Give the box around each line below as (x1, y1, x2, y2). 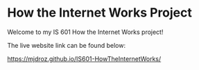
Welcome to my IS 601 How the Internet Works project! (7, 28, 164, 36)
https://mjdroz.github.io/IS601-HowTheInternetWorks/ (7, 54, 162, 63)
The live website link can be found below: (7, 41, 126, 49)
